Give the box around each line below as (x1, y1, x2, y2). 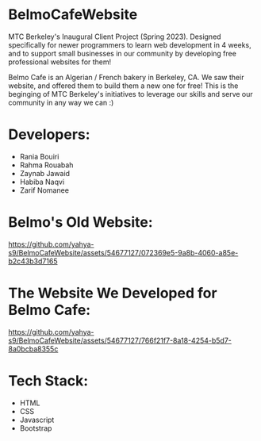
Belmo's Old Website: (8, 213, 153, 232)
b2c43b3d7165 (8, 256, 58, 266)
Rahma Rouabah (19, 160, 74, 170)
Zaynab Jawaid (19, 168, 70, 178)
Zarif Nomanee (19, 185, 70, 195)
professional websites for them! (8, 57, 112, 67)
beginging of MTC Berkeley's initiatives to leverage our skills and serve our (8, 89, 254, 98)
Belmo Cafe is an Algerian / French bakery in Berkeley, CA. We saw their (8, 72, 244, 82)
